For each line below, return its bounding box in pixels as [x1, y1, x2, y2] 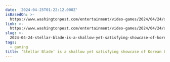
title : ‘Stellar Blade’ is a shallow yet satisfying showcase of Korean [5, 49, 162, 54]
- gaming [10, 44, 28, 49]
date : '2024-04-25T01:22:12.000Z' [5, 7, 78, 12]
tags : [5, 40, 17, 45]
